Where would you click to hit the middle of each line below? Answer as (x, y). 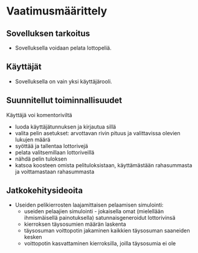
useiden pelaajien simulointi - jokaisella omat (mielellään (94, 211)
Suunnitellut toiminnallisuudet (64, 101)
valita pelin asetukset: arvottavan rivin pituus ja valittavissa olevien (97, 133)
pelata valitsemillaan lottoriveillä (55, 152)
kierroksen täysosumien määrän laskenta (75, 224)
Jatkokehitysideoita (45, 191)
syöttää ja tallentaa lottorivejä (52, 146)
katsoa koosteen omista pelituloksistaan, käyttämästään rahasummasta (104, 165)
